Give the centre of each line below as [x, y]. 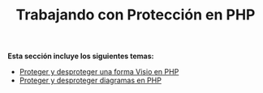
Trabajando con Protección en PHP [136, 15]
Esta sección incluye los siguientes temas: [81, 56]
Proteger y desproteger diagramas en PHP [90, 80]
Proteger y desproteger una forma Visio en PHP [99, 72]
